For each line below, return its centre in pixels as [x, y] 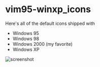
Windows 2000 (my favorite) [42, 44]
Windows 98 [26, 39]
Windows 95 [26, 33]
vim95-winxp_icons [48, 9]
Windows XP [26, 49]
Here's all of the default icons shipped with [50, 23]
